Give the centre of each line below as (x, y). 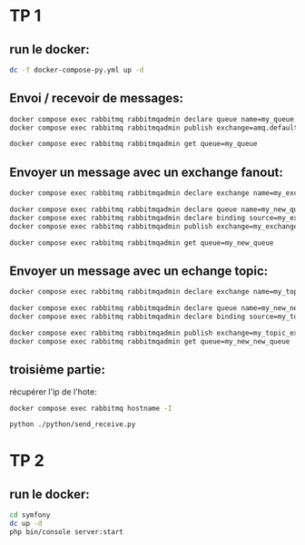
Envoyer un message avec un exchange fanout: (146, 172)
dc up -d (26, 524)
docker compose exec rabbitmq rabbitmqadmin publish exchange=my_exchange (154, 226)
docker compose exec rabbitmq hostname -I (91, 408)
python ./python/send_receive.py (73, 424)
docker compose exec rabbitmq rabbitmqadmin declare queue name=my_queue (152, 119)
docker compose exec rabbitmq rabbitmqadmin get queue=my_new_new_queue (150, 341)
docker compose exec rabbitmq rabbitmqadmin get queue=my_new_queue (142, 243)
